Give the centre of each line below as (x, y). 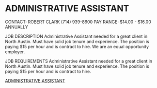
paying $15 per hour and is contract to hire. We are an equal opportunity (77, 46)
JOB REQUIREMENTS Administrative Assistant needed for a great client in (79, 61)
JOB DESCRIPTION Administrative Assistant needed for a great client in (76, 36)
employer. (15, 52)
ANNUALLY (16, 27)
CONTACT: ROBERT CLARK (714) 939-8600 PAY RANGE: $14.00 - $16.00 (78, 22)
